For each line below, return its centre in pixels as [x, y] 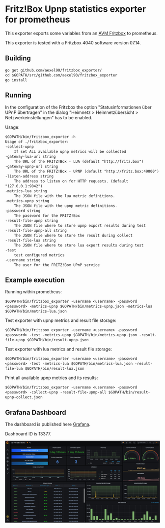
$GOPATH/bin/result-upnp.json [58, 340]
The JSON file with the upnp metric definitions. [66, 206]
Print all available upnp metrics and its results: [52, 378]
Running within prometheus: [34, 292]
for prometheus [38, 19]
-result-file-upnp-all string [36, 230]
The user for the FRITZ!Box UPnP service [57, 265]
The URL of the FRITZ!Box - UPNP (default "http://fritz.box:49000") [87, 171]
